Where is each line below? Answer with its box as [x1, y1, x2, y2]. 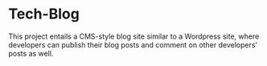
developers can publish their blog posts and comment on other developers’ [8, 39, 257, 49]
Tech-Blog [8, 5, 80, 23]
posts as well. [8, 48, 54, 58]
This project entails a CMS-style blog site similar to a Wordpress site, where [8, 31, 260, 41]
